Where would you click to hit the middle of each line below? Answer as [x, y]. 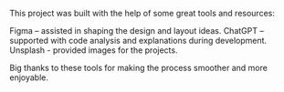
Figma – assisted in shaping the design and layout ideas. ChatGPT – [137, 31]
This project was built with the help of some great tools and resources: [142, 13]
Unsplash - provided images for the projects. [94, 50]
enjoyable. [29, 77]
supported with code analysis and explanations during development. [138, 41]
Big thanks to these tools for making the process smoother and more [138, 68]
